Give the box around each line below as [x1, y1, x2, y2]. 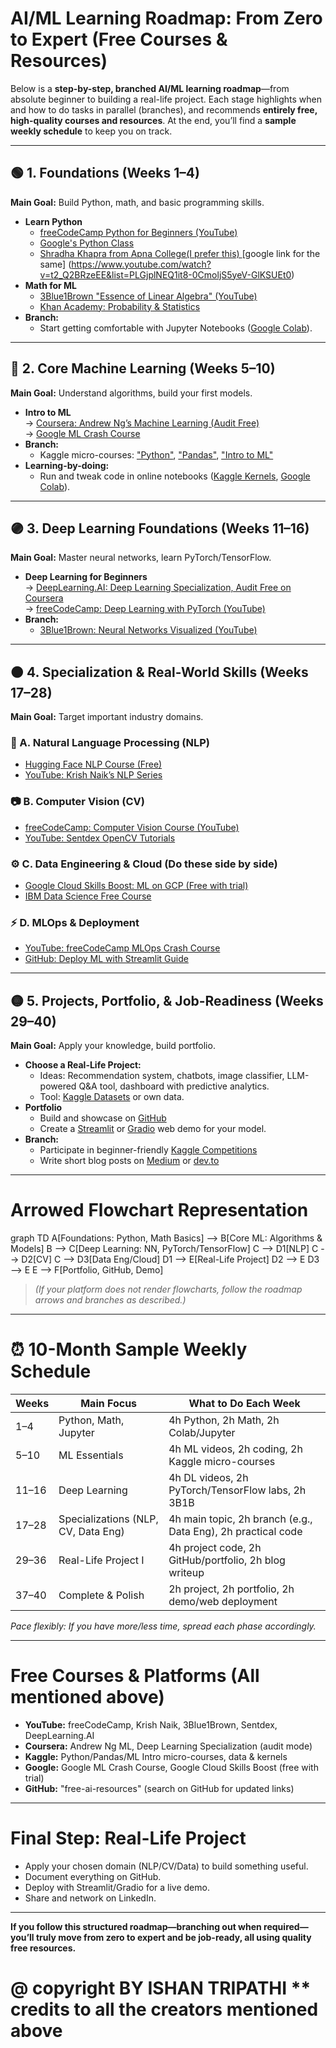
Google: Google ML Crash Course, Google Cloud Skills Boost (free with [24, 1762, 319, 1773]
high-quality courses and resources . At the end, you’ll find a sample [10, 114, 297, 126]
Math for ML [24, 279, 77, 291]
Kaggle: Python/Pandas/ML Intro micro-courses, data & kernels [24, 1751, 288, 1762]
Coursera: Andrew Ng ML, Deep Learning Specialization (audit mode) [24, 1740, 313, 1752]
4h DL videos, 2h [168, 1471, 249, 1485]
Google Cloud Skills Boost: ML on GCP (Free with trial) [24, 880, 249, 892]
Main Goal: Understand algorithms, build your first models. [10, 387, 253, 399]
